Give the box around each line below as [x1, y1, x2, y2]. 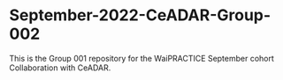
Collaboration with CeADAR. [9, 62, 111, 73]
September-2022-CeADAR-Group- [9, 5, 272, 25]
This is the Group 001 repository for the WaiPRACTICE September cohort [9, 53, 274, 63]
